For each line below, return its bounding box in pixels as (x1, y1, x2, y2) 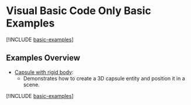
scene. (23, 81, 40, 88)
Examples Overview (6, 53, 81, 63)
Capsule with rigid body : (14, 69, 74, 76)
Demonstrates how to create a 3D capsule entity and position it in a (23, 74, 185, 82)
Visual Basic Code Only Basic (6, 4, 151, 18)
